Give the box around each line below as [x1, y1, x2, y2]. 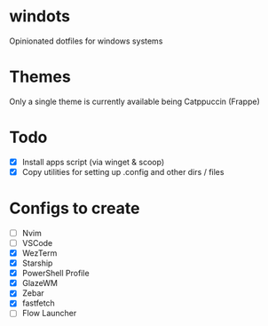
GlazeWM [21, 278, 58, 289]
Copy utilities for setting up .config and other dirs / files [21, 166, 225, 177]
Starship [21, 258, 53, 268]
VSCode [21, 237, 53, 248]
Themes [9, 67, 71, 87]
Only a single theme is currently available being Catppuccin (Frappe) [9, 96, 260, 107]
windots [9, 6, 71, 27]
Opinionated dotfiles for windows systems [9, 36, 163, 46]
